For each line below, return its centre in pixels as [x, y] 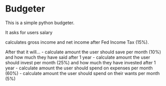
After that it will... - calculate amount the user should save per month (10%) [83, 52]
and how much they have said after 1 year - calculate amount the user [78, 57]
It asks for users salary [29, 32]
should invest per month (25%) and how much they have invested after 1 [80, 62]
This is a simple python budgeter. [40, 23]
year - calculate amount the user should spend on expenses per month [79, 68]
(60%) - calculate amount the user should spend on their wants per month [82, 73]
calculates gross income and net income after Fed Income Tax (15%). [77, 42]
